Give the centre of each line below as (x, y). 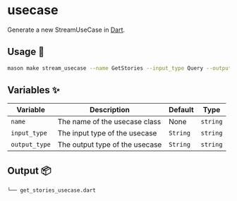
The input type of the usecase (107, 133)
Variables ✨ (34, 90)
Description (110, 110)
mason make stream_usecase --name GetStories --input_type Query (105, 68)
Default (181, 110)
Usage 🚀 (26, 52)
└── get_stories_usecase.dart (52, 190)
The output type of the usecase (110, 145)
